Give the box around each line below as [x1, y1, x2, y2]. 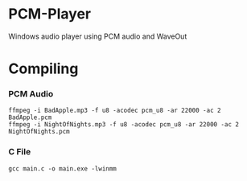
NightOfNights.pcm [8, 128, 70, 136]
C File [8, 146, 31, 158]
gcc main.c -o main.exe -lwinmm [8, 164, 117, 173]
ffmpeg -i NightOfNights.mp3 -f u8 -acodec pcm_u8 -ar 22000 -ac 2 [8, 121, 240, 129]
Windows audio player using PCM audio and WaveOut [8, 31, 187, 41]
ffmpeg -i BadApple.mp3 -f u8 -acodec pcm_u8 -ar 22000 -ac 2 [8, 106, 221, 115]
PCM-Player [8, 5, 91, 23]
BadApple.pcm [8, 113, 52, 121]
